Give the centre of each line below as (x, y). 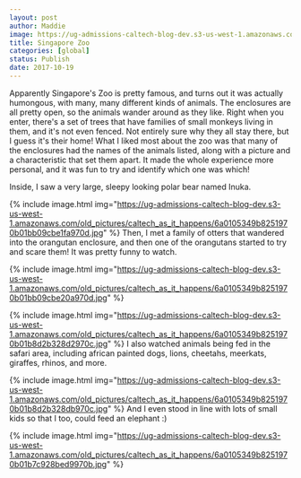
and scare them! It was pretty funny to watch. (93, 251)
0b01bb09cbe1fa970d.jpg (56, 232)
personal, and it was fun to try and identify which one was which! (129, 169)
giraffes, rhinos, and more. (58, 362)
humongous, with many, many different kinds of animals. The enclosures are (150, 102)
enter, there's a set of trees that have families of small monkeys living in (141, 121)
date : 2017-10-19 (42, 68)
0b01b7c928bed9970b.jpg (58, 464)
